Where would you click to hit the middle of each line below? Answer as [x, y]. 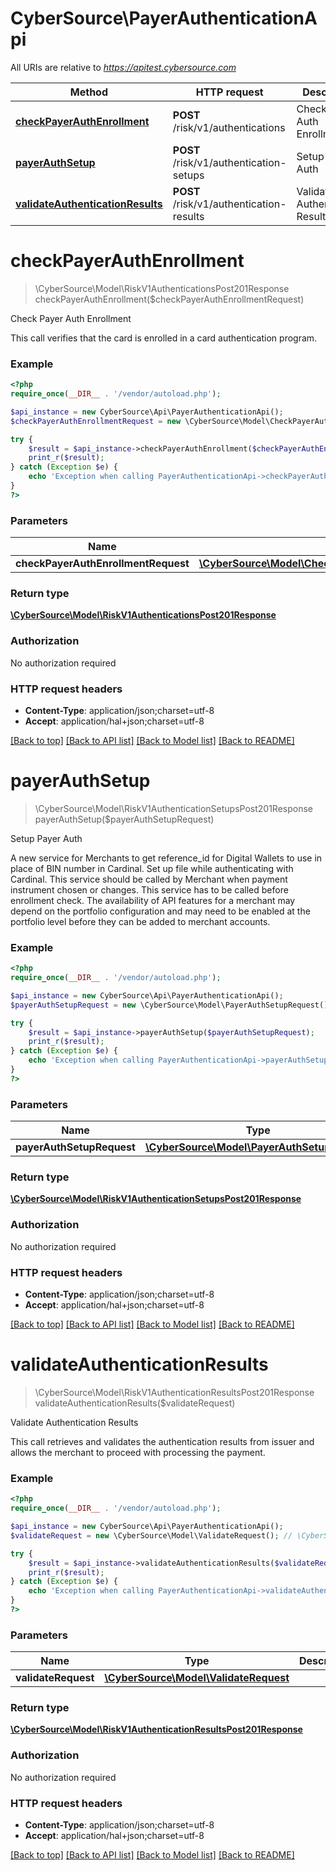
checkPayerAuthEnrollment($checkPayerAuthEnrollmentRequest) [169, 299]
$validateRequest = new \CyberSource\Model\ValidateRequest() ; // [151, 1535]
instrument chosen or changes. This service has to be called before [149, 889]
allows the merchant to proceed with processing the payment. [138, 1452]
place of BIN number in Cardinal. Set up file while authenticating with [152, 868]
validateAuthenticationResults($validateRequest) [135, 1403]
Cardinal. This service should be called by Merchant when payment [149, 879]
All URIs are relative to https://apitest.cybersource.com [123, 67]
